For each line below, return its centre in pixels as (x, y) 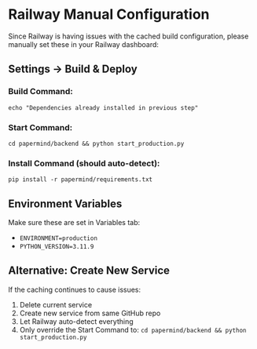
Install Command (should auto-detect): (84, 163)
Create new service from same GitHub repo (90, 313)
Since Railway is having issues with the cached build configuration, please (128, 36)
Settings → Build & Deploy (73, 69)
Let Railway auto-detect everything (76, 321)
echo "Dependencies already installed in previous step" (103, 107)
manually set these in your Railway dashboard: (84, 44)
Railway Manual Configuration (109, 15)
